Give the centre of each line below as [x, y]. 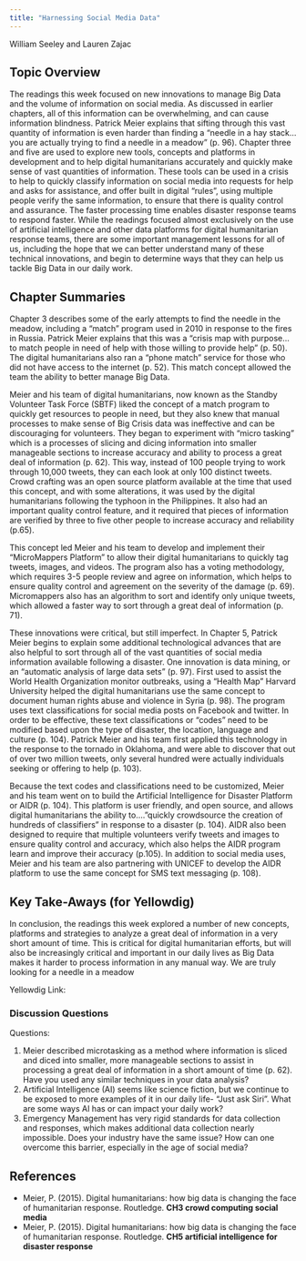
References [43, 1176]
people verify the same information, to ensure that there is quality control [147, 200]
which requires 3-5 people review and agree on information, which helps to [151, 577]
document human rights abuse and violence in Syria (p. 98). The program [147, 701]
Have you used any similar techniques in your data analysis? [136, 1080]
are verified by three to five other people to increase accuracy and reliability [152, 521]
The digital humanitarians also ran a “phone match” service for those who [148, 358]
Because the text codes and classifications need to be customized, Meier [147, 786]
